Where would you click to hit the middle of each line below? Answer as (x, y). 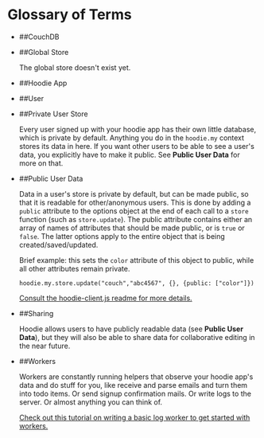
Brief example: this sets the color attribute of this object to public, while (136, 260)
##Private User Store (53, 114)
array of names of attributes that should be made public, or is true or (132, 228)
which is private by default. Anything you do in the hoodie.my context (131, 138)
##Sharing (36, 313)
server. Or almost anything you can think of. (91, 402)
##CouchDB (39, 37)
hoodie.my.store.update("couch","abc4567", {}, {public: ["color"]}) (137, 283)
